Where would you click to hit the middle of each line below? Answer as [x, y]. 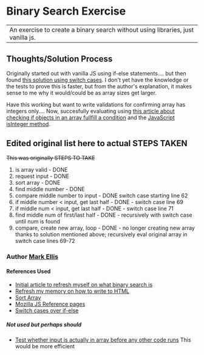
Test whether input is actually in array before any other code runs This [103, 340]
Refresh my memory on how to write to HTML [72, 291]
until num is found [38, 222]
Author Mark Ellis [32, 256]
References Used [29, 271]
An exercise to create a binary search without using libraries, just [102, 30]
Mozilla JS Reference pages [50, 304]
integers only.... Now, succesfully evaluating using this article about [90, 111]
